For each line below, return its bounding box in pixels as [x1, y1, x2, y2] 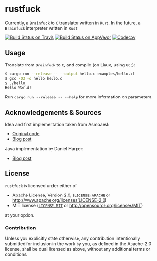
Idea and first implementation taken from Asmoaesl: [5, 122, 110, 128]
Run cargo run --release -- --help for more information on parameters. [5, 94, 153, 100]
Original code [12, 131, 40, 137]
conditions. [5, 251, 28, 257]
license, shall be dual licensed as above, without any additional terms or [5, 246, 151, 252]
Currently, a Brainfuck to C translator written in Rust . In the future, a [5, 20, 141, 26]
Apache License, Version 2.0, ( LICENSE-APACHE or [12, 192, 111, 198]
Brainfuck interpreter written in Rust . [5, 25, 79, 31]
